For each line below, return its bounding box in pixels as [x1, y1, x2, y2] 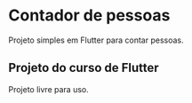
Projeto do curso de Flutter [8, 60, 159, 75]
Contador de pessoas [8, 5, 171, 26]
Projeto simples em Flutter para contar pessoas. [8, 35, 184, 45]
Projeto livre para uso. [8, 83, 90, 94]
